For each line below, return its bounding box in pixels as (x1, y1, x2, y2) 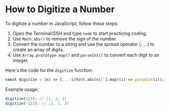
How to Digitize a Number (5, 4, 115, 15)
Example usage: (5, 86, 39, 92)
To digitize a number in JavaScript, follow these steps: (5, 20, 119, 26)
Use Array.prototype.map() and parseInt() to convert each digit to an (12, 52, 159, 58)
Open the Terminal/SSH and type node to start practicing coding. (12, 30, 147, 36)
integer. (12, 57, 29, 63)
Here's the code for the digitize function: (5, 67, 93, 73)
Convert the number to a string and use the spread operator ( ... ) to (12, 41, 155, 47)
